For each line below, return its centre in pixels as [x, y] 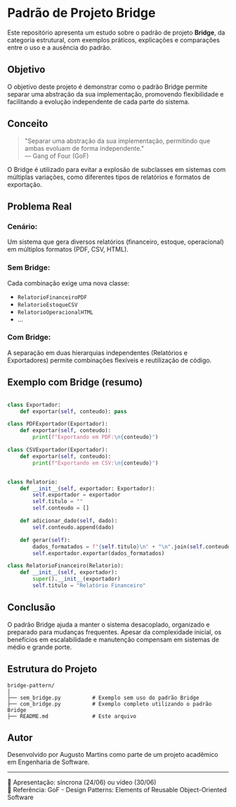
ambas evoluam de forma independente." [84, 148]
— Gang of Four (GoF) [57, 156]
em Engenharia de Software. [48, 762]
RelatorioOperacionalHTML [55, 312]
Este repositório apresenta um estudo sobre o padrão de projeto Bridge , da [116, 32]
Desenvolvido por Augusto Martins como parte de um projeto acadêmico [113, 755]
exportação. [25, 184]
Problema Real [40, 206]
